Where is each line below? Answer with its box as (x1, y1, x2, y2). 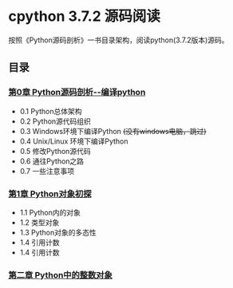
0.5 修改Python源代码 (19, 146, 91, 156)
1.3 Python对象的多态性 (19, 227, 97, 237)
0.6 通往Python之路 (19, 156, 85, 166)
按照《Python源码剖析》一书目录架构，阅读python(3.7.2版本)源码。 (8, 35, 229, 45)
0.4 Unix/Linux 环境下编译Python (19, 136, 129, 146)
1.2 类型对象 (19, 217, 60, 227)
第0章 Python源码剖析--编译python (8, 87, 146, 98)
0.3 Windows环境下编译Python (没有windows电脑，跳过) (19, 126, 207, 136)
